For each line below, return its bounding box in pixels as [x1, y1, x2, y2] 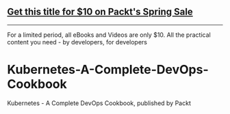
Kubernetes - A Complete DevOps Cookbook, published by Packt [7, 99, 192, 107]
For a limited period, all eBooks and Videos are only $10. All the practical [7, 31, 211, 39]
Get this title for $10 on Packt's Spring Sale [7, 6, 193, 18]
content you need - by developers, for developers [7, 38, 147, 46]
